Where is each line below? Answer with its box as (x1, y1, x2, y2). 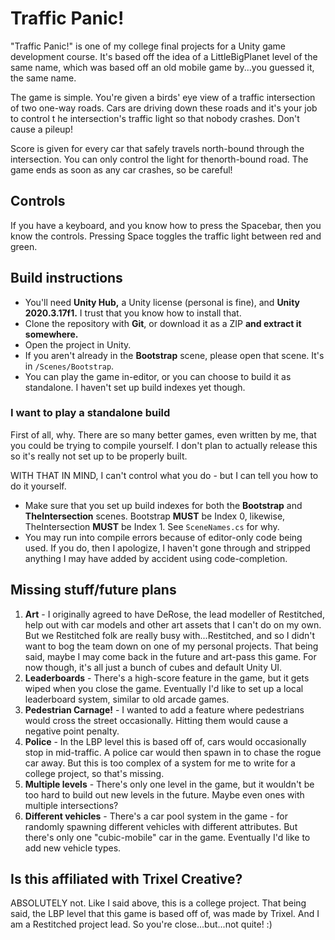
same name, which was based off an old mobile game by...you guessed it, (10, 61, 315, 73)
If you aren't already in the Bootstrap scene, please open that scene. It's (24, 349, 325, 361)
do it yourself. (10, 480, 67, 492)
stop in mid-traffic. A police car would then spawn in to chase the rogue (24, 746, 322, 758)
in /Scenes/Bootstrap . (24, 360, 115, 372)
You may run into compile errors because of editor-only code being (24, 531, 303, 543)
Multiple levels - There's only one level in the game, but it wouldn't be (24, 778, 315, 790)
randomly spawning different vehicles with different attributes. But (24, 820, 298, 832)
